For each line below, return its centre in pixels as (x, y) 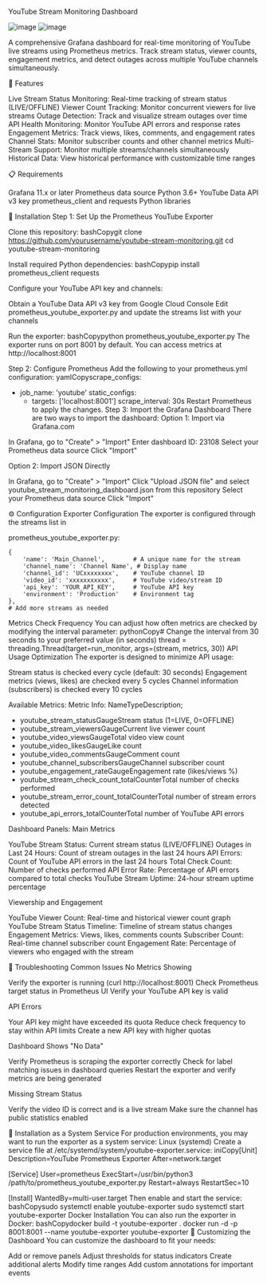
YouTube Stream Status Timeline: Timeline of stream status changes (120, 926)
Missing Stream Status (45, 1094)
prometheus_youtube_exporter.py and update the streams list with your (125, 312)
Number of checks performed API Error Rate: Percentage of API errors (124, 870)
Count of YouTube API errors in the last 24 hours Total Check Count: (120, 861)
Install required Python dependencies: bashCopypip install (104, 264)
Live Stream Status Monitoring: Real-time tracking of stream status (118, 99)
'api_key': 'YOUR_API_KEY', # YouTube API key (108, 587)
